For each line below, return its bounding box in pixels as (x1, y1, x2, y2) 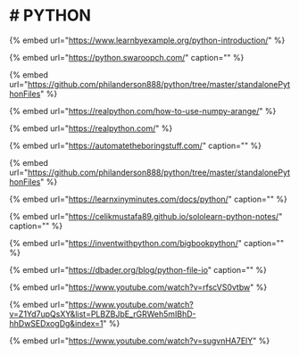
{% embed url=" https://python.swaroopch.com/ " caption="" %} (9, 52, 245, 62)
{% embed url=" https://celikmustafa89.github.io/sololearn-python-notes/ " (9, 211, 283, 221)
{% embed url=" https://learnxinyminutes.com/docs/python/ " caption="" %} (9, 194, 287, 204)
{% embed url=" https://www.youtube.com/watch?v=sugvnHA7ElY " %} (9, 335, 270, 346)
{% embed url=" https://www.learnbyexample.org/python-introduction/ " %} (9, 35, 286, 45)
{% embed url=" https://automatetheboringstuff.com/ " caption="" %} (9, 140, 262, 151)
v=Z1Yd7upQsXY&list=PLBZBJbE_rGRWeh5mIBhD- (9, 309, 196, 319)
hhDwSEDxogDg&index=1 (9, 318, 104, 328)
